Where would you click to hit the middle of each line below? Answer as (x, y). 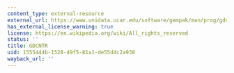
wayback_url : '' (31, 59)
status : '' (23, 40)
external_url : (28, 20)
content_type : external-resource (56, 14)
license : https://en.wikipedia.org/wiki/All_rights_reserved (98, 33)
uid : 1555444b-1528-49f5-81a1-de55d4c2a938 (71, 53)
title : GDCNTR (28, 46)
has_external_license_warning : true (60, 26)
